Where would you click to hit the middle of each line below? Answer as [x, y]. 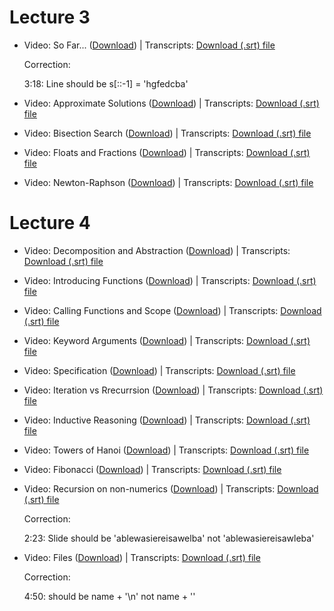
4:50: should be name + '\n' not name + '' [109, 596]
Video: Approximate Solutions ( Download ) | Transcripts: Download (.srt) [171, 103]
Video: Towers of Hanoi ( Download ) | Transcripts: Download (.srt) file [166, 450]
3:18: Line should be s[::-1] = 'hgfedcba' [106, 83]
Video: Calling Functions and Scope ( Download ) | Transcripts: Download [172, 310]
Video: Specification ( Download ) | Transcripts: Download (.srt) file [159, 370]
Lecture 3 [50, 17]
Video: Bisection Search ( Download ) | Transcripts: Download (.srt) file [167, 133]
